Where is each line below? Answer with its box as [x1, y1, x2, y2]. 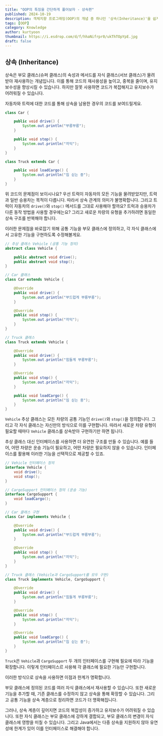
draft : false [5, 39, 32, 44]
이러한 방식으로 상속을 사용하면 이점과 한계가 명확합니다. [5, 674, 112, 680]
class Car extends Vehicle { [5, 277, 64, 282]
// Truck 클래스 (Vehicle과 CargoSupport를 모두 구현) [5, 572, 109, 577]
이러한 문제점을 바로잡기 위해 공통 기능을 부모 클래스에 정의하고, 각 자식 [5, 225, 140, 231]
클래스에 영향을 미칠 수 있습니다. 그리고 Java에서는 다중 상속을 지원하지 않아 [5, 719, 149, 725]
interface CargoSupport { [5, 492, 57, 497]
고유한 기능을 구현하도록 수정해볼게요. [10, 232, 81, 238]
